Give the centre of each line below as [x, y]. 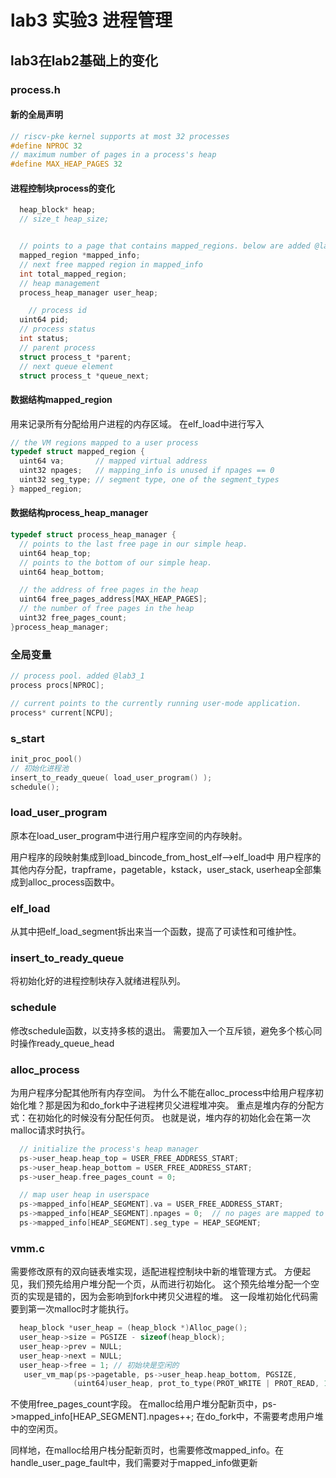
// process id [57, 311]
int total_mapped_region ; [73, 274]
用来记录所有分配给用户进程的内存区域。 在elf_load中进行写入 [137, 423]
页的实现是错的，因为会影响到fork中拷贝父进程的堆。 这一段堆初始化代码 [160, 1297]
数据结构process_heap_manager [79, 513]
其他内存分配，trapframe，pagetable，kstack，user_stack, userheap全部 [161, 869]
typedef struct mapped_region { [77, 452]
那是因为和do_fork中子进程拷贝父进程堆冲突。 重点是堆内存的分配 [180, 1105]
